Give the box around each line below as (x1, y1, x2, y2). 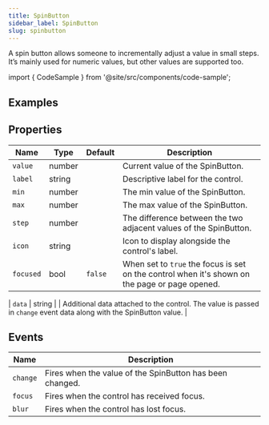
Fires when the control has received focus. (45, 391, 206, 402)
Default (86, 146, 115, 158)
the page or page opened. (122, 278, 220, 289)
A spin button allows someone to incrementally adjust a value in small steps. (8, 49, 259, 58)
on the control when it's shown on (122, 268, 251, 279)
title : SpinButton (8, 11, 70, 20)
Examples (8, 95, 58, 109)
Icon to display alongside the (122, 235, 231, 247)
